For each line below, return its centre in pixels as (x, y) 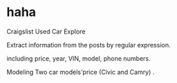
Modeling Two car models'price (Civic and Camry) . (80, 72)
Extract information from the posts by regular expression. (89, 45)
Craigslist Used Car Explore (46, 31)
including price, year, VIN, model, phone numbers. (79, 58)
